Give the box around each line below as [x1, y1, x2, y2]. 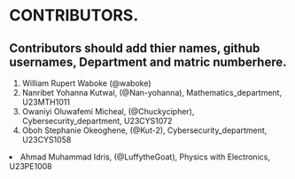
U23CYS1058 [21, 135, 72, 144]
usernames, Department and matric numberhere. [9, 54, 287, 69]
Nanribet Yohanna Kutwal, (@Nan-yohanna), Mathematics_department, [21, 88, 282, 97]
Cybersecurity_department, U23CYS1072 [21, 116, 173, 126]
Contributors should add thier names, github [9, 41, 260, 56]
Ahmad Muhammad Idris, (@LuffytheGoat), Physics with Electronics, [20, 152, 270, 162]
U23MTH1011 [21, 97, 71, 107]
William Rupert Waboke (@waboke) [21, 78, 152, 89]
